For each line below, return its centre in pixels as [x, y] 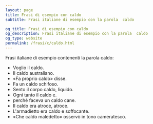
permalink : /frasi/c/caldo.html [40, 43]
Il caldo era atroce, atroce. [41, 106]
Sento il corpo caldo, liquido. [43, 89]
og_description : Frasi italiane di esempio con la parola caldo [76, 34]
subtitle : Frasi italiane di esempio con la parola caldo [70, 19]
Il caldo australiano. [33, 73]
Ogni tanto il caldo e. [35, 95]
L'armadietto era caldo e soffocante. [51, 111]
